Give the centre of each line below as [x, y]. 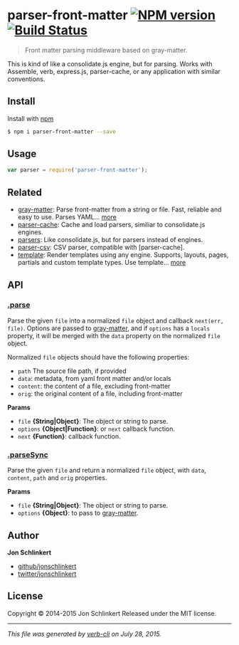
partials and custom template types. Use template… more [102, 263]
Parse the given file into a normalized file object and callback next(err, [116, 320]
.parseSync [28, 454]
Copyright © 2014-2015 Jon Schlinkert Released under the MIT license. [112, 613]
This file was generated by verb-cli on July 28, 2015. [84, 634]
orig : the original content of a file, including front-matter [100, 393]
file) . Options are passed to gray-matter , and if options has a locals [109, 328]
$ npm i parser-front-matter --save [62, 132]
